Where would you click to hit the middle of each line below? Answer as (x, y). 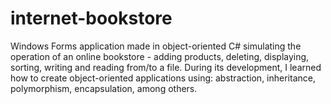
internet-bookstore (91, 18)
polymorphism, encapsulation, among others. (104, 88)
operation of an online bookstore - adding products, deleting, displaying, (160, 56)
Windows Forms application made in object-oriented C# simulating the (156, 46)
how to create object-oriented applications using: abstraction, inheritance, (163, 78)
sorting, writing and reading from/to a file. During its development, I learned (166, 67)
